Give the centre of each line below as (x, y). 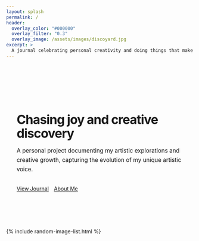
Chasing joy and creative (88, 119)
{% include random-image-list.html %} (54, 231)
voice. (25, 169)
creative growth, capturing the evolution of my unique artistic (99, 160)
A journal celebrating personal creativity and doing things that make (102, 51)
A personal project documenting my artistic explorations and (98, 151)
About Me (66, 189)
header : (16, 23)
